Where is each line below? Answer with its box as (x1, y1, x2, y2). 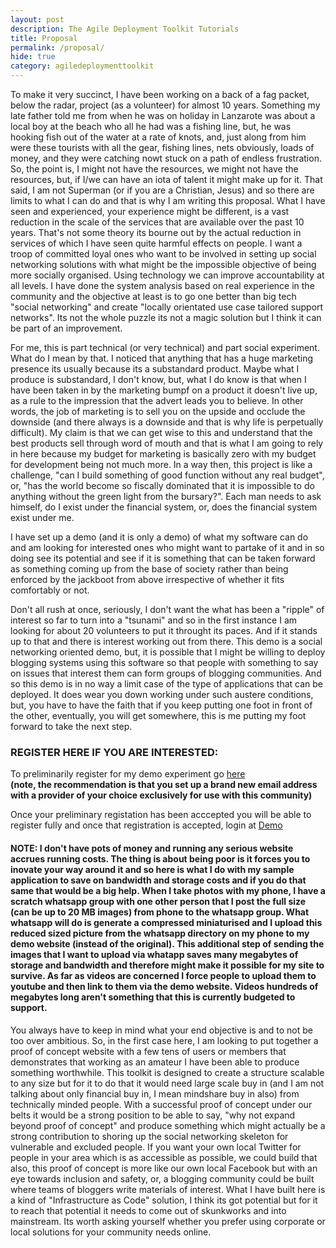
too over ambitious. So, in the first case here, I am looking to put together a (10, 1034, 319, 1046)
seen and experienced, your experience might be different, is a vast (10, 206, 290, 217)
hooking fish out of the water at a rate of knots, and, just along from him (10, 131, 307, 143)
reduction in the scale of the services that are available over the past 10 (10, 216, 305, 228)
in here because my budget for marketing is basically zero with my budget (10, 448, 317, 460)
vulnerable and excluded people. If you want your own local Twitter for (10, 1141, 302, 1153)
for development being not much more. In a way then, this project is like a (10, 459, 313, 470)
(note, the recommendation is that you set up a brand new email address (10, 779, 318, 791)
